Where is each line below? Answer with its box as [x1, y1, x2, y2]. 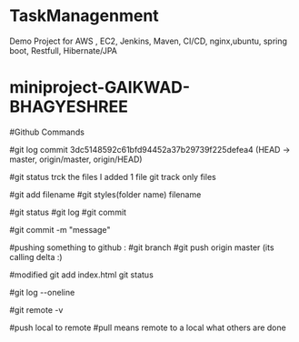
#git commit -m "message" [9, 224, 111, 235]
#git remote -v [9, 304, 64, 315]
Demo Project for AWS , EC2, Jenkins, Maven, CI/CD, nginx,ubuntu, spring [9, 35, 288, 46]
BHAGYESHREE [9, 96, 129, 117]
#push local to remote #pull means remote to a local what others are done [9, 322, 286, 333]
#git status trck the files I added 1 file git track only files [9, 171, 216, 182]
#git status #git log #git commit [9, 206, 127, 217]
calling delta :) [9, 251, 63, 262]
